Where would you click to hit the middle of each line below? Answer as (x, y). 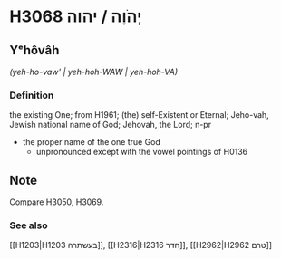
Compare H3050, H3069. (57, 202)
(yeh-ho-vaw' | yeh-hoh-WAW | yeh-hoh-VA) (94, 72)
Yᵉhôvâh (34, 50)
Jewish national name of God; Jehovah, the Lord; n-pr (110, 125)
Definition (32, 95)
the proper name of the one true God (92, 142)
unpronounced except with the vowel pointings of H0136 (142, 152)
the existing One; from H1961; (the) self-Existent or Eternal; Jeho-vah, (139, 115)
